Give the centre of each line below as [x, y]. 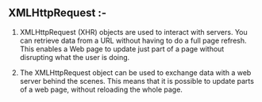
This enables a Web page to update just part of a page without [122, 49]
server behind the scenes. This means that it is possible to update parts [137, 81]
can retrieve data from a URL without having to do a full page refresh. [133, 40]
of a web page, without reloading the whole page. [101, 89]
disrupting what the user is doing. [75, 57]
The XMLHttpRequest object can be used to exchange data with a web [135, 72]
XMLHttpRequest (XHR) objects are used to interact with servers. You [133, 32]
